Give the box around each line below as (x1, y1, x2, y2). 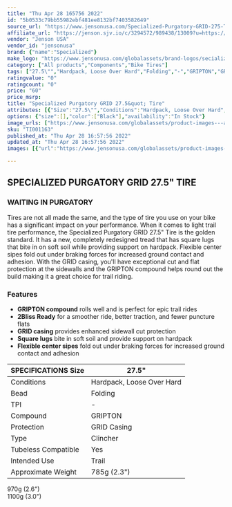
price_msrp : (7, 94, 41, 101)
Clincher (90, 433, 119, 443)
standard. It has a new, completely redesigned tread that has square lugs (7, 235, 215, 243)
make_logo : (7, 55, 39, 62)
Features (7, 289, 38, 299)
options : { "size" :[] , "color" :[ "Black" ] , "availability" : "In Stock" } (7, 113, 206, 120)
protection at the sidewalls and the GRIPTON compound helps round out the (7, 264, 223, 273)
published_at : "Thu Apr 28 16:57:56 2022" (7, 132, 131, 139)
